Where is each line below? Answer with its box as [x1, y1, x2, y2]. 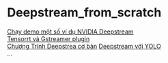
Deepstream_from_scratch [7, 5, 162, 21]
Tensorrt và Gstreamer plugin [7, 34, 90, 42]
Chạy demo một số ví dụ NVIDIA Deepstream [7, 27, 135, 36]
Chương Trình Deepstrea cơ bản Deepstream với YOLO [7, 42, 162, 50]
